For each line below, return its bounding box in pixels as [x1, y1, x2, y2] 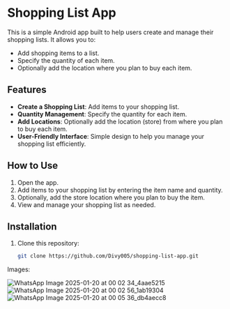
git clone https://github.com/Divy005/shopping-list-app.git [17, 253, 199, 259]
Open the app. [17, 178, 59, 186]
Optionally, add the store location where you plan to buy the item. [17, 193, 206, 202]
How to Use [7, 160, 59, 172]
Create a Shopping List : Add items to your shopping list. [17, 103, 180, 111]
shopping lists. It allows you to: [7, 35, 96, 43]
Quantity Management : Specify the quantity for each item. [17, 110, 187, 118]
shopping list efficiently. [17, 140, 86, 148]
